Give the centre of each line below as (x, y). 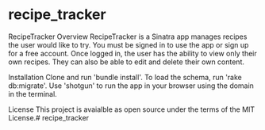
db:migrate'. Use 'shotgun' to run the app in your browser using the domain (131, 86)
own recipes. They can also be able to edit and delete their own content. (126, 62)
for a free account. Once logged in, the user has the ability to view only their (132, 53)
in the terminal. (33, 94)
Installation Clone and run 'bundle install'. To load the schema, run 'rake (125, 77)
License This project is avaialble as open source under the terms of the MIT (132, 109)
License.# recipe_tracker (49, 117)
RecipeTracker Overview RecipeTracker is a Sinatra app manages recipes (128, 36)
